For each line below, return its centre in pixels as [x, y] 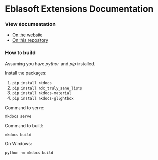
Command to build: [24, 125]
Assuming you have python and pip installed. [50, 63]
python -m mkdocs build [29, 153]
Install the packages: [26, 73]
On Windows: [19, 143]
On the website [27, 35]
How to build [20, 53]
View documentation [30, 24]
